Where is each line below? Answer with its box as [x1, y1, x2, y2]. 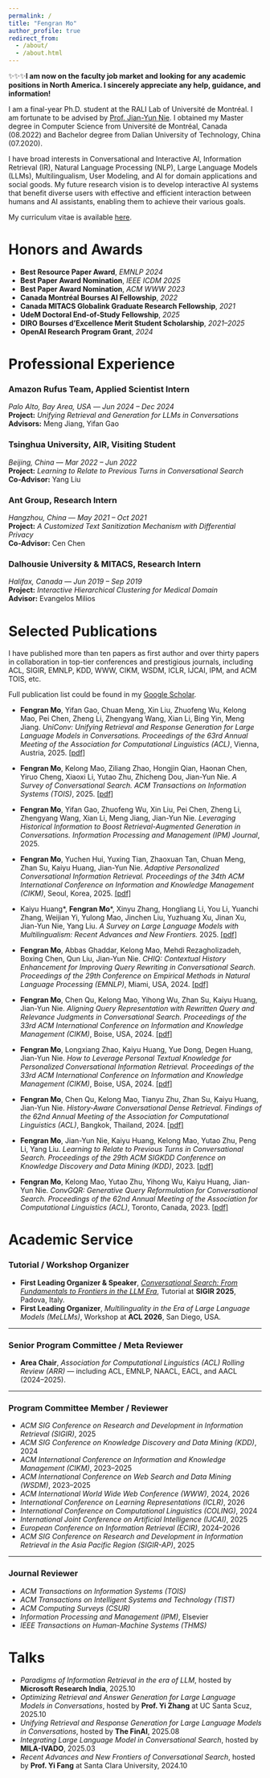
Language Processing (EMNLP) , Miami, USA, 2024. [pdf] [19, 980, 209, 989]
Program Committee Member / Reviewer [8, 1402, 169, 1413]
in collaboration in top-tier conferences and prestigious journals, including [8, 657, 253, 667]
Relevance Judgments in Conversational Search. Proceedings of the [19, 1012, 247, 1022]
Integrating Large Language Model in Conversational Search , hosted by [19, 1735, 259, 1744]
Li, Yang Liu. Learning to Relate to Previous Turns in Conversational [19, 1145, 243, 1154]
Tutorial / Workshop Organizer [8, 1260, 129, 1271]
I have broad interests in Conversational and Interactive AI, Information [8, 154, 242, 163]
